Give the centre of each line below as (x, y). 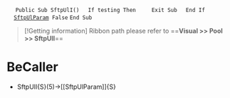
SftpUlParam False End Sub (53, 18)
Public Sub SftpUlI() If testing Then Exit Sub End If (110, 10)
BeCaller (32, 67)
